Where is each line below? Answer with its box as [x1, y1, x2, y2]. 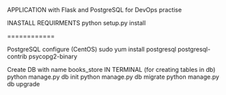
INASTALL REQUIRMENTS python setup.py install [7, 19, 146, 26]
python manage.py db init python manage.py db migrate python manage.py [7, 73, 220, 81]
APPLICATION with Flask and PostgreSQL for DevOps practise [7, 6, 182, 14]
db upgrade [7, 80, 40, 88]
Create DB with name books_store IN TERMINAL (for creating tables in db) [7, 66, 216, 73]
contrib [7, 52, 27, 60]
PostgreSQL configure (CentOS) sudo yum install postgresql [7, 45, 176, 53]
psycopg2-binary [28, 52, 78, 60]
